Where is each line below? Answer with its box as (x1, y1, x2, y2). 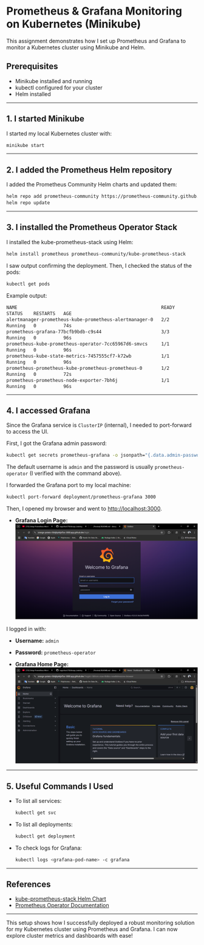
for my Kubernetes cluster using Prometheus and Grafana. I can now (6, 926, 178, 933)
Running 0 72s (6, 371, 72, 377)
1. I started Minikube (6, 114, 85, 124)
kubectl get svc (15, 810, 56, 816)
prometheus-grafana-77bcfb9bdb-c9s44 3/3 (6, 329, 170, 335)
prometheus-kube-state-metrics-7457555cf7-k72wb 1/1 (6, 353, 170, 359)
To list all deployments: (15, 820, 73, 828)
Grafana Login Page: (15, 517, 68, 524)
